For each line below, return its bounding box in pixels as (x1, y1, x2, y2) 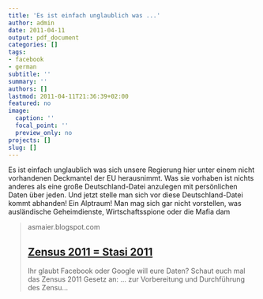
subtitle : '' (8, 70, 51, 78)
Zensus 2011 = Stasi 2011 (27, 245, 153, 259)
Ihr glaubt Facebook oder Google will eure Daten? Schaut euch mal (27, 266, 246, 276)
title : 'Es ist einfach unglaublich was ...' (8, 11, 160, 20)
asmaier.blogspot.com (27, 222, 100, 232)
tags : (8, 48, 26, 56)
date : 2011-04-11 (8, 26, 66, 34)
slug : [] (8, 144, 37, 151)
